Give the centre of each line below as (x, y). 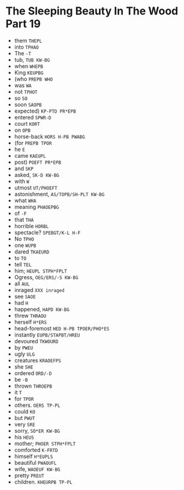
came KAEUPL (30, 155)
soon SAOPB (28, 104)
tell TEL (23, 264)
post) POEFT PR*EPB (37, 162)
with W (22, 181)
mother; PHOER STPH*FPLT (45, 443)
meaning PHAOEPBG (37, 206)
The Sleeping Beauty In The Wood (92, 11)
